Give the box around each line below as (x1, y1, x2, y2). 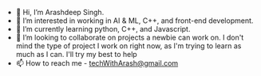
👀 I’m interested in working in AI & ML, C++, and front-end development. (15, 16, 254, 25)
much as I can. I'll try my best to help (15, 50, 137, 59)
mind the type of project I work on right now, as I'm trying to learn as (15, 41, 242, 51)
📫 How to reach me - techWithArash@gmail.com (15, 59, 179, 67)
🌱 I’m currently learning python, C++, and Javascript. (15, 25, 191, 33)
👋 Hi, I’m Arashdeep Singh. (15, 8, 105, 17)
